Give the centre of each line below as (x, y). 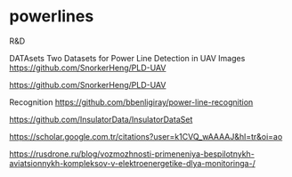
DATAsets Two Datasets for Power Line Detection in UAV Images (127, 58)
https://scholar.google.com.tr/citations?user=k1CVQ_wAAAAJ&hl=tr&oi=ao (146, 136)
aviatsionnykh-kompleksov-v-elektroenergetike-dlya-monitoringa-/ (132, 163)
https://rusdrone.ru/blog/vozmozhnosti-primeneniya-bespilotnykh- (132, 154)
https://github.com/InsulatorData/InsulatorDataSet (101, 119)
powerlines (52, 16)
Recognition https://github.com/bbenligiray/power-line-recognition (131, 102)
